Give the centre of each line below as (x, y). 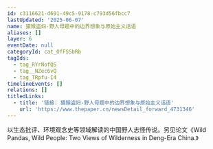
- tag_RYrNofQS (35, 65)
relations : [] (27, 90)
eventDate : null (30, 45)
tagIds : (18, 58)
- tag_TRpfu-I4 (35, 77)
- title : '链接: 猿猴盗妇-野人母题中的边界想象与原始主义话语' (94, 103)
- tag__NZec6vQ (35, 71)
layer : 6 (20, 39)
